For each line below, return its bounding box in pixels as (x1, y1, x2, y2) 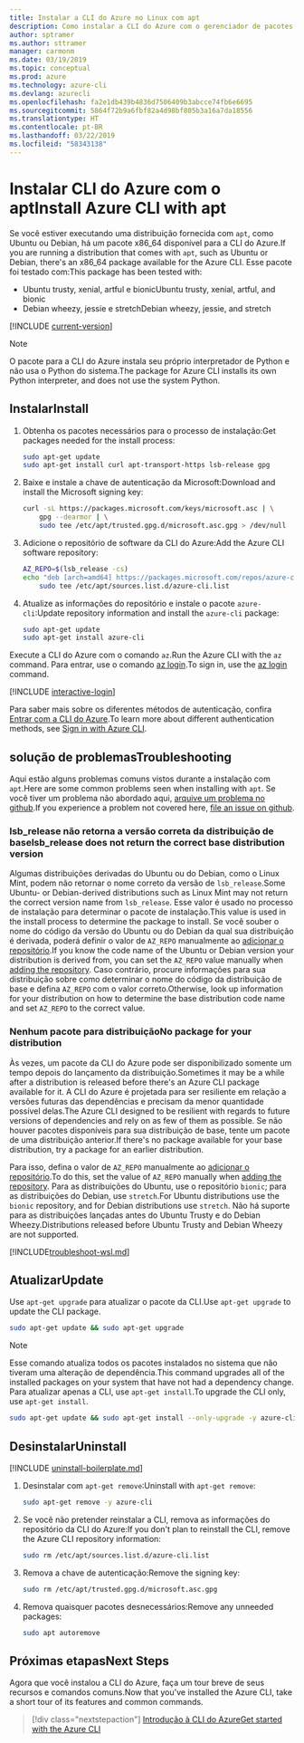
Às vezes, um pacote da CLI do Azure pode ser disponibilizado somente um (9, 1057, 292, 1068)
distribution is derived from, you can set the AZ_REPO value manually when (9, 954, 283, 965)
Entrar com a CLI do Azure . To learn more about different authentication (9, 713, 274, 724)
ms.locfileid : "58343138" (9, 139, 107, 148)
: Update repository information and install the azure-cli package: (34, 608, 280, 618)
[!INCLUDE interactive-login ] (9, 686, 116, 697)
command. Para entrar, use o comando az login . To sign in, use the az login (9, 659, 288, 670)
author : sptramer (9, 30, 75, 39)
